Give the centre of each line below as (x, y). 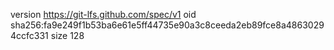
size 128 (67, 35)
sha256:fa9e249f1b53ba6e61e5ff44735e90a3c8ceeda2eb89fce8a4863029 (167, 25)
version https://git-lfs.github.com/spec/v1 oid (103, 14)
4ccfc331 (29, 35)
